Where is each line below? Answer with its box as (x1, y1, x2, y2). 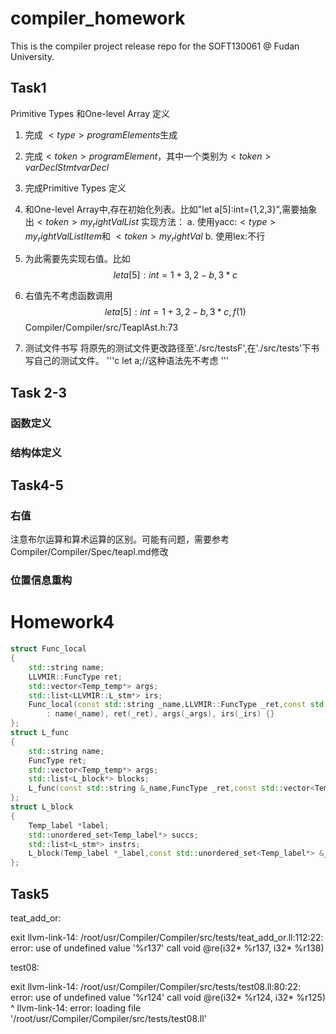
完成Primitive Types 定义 (24, 182, 127, 194)
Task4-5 (10, 477, 64, 494)
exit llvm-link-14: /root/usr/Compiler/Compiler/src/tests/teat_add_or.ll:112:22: (10, 931, 324, 943)
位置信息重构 (10, 573, 73, 587)
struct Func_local (10, 644, 87, 654)
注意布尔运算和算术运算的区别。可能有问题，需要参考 (10, 533, 230, 546)
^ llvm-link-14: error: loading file (10, 1002, 142, 1014)
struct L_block (10, 802, 74, 812)
